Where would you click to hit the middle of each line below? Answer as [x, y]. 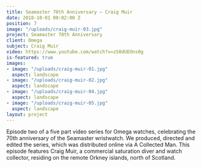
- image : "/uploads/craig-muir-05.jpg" [57, 103]
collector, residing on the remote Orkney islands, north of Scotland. [91, 158]
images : [16, 63]
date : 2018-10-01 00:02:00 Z [43, 18]
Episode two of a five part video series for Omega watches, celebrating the [101, 132]
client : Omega [24, 40]
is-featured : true [30, 58]
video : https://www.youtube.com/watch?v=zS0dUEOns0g [75, 52]
